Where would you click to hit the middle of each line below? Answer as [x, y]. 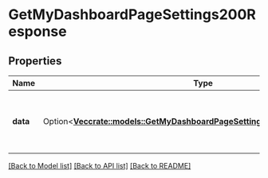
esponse [37, 31]
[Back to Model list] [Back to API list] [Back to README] [100, 166]
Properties [35, 61]
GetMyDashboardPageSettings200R [132, 15]
